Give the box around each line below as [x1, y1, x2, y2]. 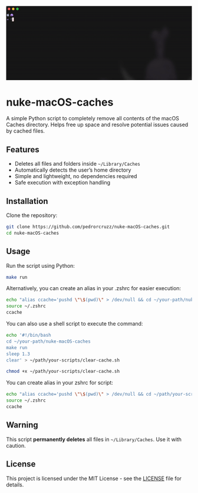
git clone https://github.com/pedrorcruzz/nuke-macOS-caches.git [6, 224, 170, 229]
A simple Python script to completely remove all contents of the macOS [6, 115, 180, 122]
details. [6, 481, 24, 488]
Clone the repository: [6, 212, 58, 219]
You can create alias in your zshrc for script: [6, 379, 114, 386]
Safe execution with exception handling [14, 179, 111, 186]
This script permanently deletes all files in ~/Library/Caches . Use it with [6, 436, 181, 443]
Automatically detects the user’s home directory [14, 166, 131, 173]
